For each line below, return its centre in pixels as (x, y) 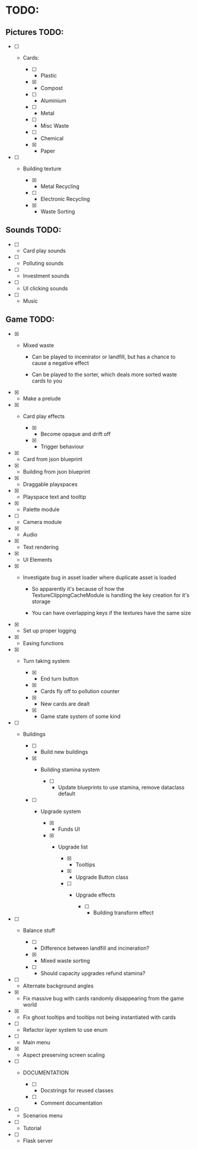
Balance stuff (39, 930)
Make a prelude (42, 398)
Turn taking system (46, 661)
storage (41, 601)
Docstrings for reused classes (77, 1090)
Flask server (38, 1140)
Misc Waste (55, 126)
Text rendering (41, 547)
